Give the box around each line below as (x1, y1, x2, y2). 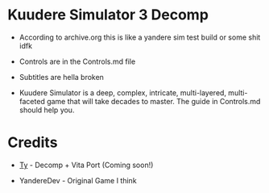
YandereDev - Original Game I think (19, 175, 138, 185)
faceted (19, 96, 45, 106)
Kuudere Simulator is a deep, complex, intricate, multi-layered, (19, 87, 227, 98)
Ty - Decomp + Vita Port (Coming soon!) (19, 160, 154, 170)
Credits (7, 133, 58, 152)
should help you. (19, 105, 75, 115)
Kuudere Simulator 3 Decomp (7, 6, 209, 24)
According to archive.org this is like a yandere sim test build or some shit (19, 32, 261, 42)
